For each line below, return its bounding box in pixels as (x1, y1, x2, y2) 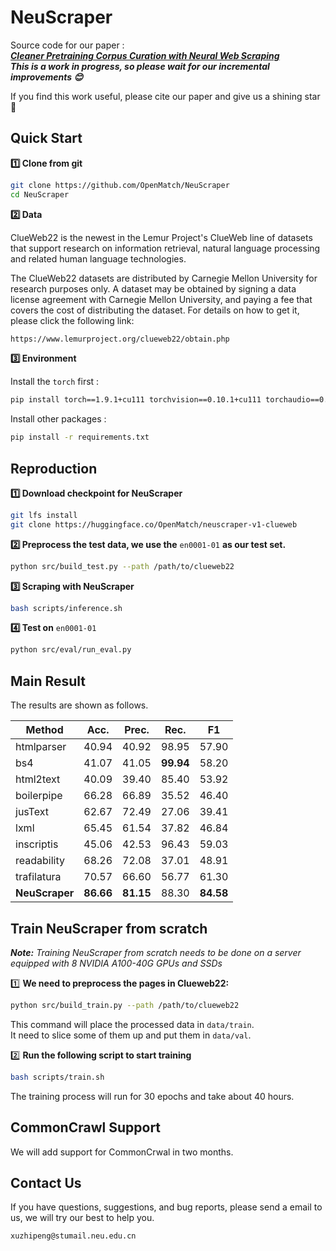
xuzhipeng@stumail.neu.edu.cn (10, 1231, 137, 1241)
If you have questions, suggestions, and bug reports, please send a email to (10, 1201, 323, 1213)
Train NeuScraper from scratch (10, 920, 208, 937)
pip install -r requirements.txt (10, 432, 150, 443)
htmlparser (15, 740, 67, 754)
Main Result (10, 672, 87, 690)
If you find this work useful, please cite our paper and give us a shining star (10, 90, 321, 102)
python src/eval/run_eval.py (10, 645, 132, 655)
